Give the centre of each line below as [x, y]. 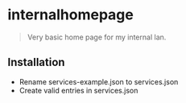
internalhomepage [70, 15]
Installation [36, 62]
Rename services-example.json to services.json [99, 81]
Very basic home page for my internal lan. [97, 37]
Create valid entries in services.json [79, 90]
